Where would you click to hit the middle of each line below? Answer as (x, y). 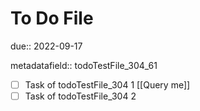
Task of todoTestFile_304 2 (80, 96)
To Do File (52, 18)
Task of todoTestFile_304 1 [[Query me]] (107, 84)
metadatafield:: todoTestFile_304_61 (84, 65)
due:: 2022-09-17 (46, 46)
